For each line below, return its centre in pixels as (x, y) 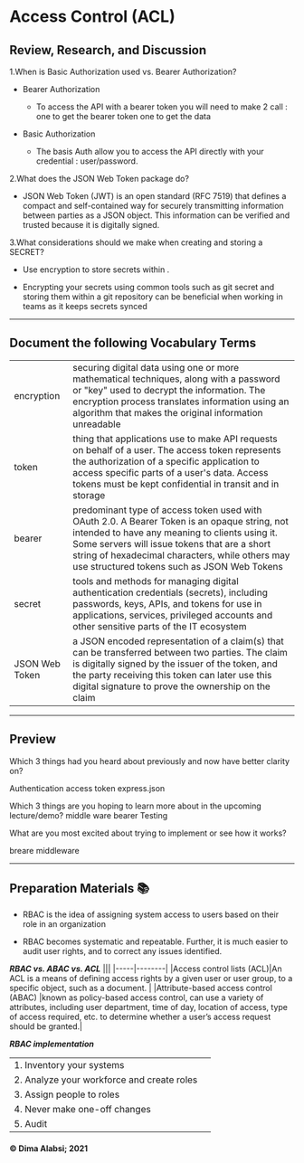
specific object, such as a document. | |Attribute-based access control (141, 988)
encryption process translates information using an (180, 402)
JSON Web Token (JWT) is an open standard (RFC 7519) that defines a (154, 196)
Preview (33, 739)
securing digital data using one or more (156, 367)
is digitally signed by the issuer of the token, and (175, 664)
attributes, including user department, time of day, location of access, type (148, 1007)
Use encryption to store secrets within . (96, 269)
